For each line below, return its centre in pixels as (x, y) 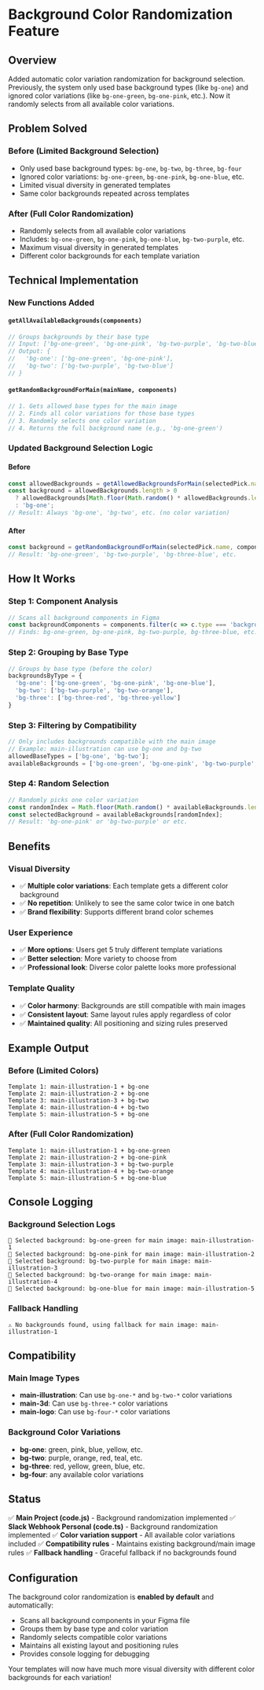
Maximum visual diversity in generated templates (99, 247)
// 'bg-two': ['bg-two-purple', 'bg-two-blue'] (91, 366)
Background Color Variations (64, 1432)
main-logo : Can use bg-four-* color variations (95, 1412)
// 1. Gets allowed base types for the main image (93, 406)
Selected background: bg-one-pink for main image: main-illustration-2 (135, 1255)
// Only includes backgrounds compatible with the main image (112, 742)
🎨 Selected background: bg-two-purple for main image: (100, 1261)
